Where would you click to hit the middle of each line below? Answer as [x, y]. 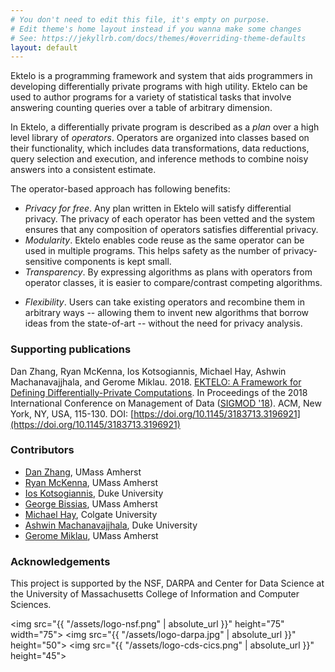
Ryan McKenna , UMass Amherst [91, 482]
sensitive [43, 262]
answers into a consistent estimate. [83, 170]
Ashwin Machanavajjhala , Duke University [111, 525]
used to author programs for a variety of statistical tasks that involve [151, 97]
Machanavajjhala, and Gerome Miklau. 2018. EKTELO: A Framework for [156, 382]
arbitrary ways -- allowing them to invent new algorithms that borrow [167, 313]
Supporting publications [71, 349]
